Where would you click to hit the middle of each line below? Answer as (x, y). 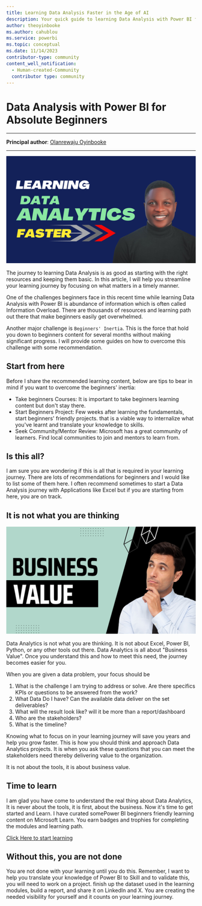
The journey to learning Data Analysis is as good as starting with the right (97, 273)
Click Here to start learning (40, 838)
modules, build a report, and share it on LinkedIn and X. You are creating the (101, 890)
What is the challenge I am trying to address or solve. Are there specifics (105, 686)
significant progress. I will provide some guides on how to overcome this (96, 341)
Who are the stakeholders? (48, 718)
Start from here (35, 366)
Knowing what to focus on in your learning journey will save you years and (98, 736)
